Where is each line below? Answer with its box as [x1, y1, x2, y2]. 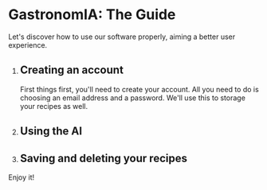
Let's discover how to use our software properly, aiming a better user [8, 32, 236, 41]
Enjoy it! [8, 173, 35, 182]
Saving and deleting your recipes [19, 151, 187, 165]
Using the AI [19, 125, 82, 138]
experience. [8, 40, 48, 49]
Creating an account [19, 64, 124, 77]
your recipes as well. [19, 101, 88, 111]
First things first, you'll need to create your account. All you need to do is [19, 84, 259, 94]
